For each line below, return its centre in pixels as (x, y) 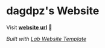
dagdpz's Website (53, 11)
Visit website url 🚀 (29, 27)
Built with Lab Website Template (46, 39)
